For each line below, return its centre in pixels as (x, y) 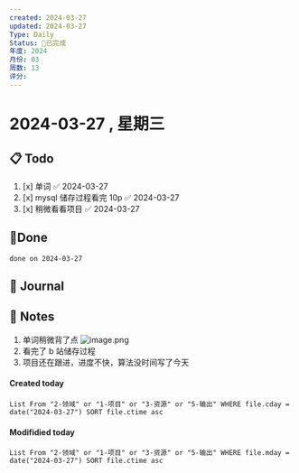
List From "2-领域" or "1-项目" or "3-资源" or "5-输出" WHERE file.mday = (150, 453)
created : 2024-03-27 (48, 18)
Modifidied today (42, 432)
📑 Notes (32, 317)
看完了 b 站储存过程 (59, 351)
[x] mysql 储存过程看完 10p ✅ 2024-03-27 (101, 197)
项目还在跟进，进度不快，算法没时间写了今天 (106, 362)
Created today (37, 384)
